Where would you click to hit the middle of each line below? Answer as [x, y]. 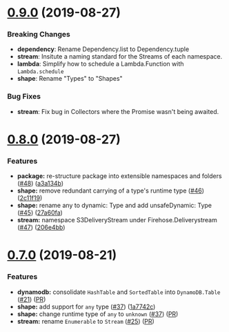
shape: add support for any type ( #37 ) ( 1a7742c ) [86, 306]
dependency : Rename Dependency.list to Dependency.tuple [103, 49]
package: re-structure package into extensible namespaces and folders [119, 176]
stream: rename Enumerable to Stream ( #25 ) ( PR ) [86, 321]
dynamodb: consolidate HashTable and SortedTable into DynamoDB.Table [119, 292]
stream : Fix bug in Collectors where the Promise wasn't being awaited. [118, 111]
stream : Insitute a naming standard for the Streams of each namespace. [120, 57]
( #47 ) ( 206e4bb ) [41, 227]
